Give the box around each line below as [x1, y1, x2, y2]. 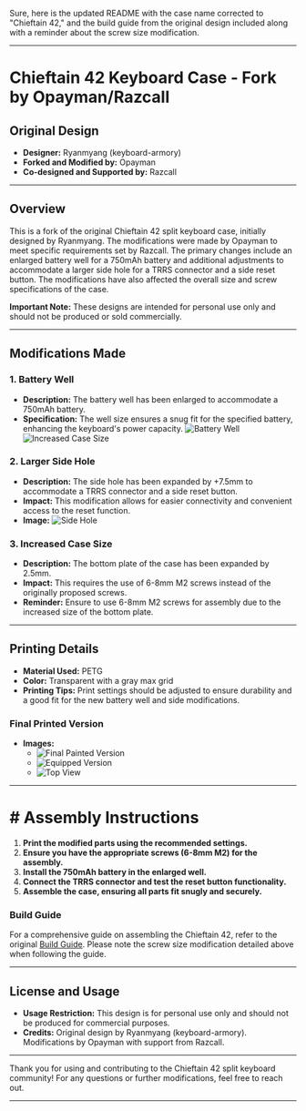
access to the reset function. [22, 505, 130, 515]
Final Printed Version [9, 717, 105, 729]
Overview [9, 201, 66, 217]
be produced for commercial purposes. [22, 1017, 170, 1028]
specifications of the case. [9, 283, 109, 294]
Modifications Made [9, 346, 126, 362]
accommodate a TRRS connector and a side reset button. [22, 485, 239, 496]
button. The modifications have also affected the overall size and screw [9, 273, 278, 285]
